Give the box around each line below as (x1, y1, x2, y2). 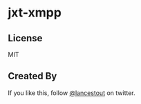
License (8, 32, 43, 44)
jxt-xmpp (8, 5, 62, 21)
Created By (8, 70, 57, 82)
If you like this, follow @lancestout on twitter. (8, 88, 135, 97)
